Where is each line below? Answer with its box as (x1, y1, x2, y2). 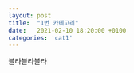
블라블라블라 (8, 56, 48, 66)
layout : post (8, 11, 52, 20)
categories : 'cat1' (8, 33, 73, 42)
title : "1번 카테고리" (8, 19, 79, 27)
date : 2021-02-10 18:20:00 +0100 (8, 26, 127, 34)
